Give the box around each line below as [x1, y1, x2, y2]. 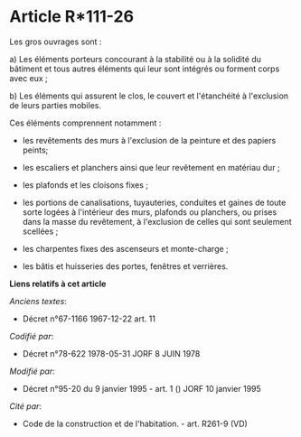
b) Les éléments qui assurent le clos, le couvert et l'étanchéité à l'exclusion [9, 90, 289, 101]
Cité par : [9, 400, 42, 412]
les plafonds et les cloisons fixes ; [22, 179, 149, 191]
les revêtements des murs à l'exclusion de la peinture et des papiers [22, 135, 277, 145]
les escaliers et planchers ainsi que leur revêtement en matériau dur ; [22, 162, 280, 172]
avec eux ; [9, 72, 48, 83]
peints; [22, 144, 49, 155]
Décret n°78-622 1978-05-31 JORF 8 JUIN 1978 [22, 348, 201, 358]
